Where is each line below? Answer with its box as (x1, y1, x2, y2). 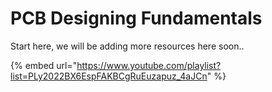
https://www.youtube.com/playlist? (76, 59, 222, 71)
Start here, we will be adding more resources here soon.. (10, 40, 245, 52)
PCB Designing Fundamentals (10, 7, 263, 30)
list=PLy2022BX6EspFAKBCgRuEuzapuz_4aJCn (10, 70, 208, 82)
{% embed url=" (10, 59, 78, 71)
